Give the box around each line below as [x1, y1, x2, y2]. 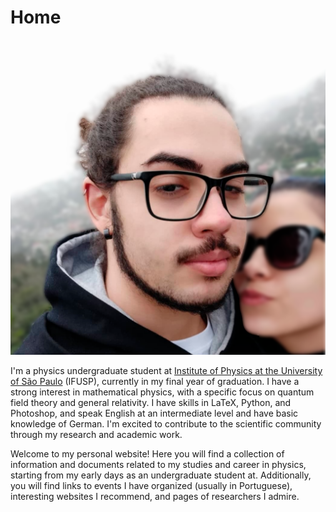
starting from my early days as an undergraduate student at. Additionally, [10, 469, 312, 481]
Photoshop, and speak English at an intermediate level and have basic [10, 407, 299, 419]
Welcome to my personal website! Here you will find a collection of [10, 447, 285, 460]
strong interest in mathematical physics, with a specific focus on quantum [10, 386, 315, 398]
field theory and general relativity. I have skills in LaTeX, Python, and [10, 396, 292, 408]
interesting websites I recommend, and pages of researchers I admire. [10, 490, 300, 502]
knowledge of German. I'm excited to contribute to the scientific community [10, 417, 322, 430]
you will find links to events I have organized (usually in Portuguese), [10, 479, 293, 491]
